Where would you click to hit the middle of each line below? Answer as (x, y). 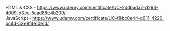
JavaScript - (18, 18)
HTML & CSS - (21, 7)
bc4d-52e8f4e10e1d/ (27, 23)
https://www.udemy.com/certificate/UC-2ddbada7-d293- (98, 7)
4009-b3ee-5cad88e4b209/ (35, 13)
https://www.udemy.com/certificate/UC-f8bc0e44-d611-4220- (99, 18)
